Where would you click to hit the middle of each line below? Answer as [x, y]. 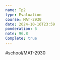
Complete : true [21, 39]
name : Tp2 [16, 10]
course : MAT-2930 [23, 19]
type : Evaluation [23, 15]
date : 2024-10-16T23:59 [30, 24]
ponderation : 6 [21, 29]
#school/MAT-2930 [25, 53]
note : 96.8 [17, 34]
